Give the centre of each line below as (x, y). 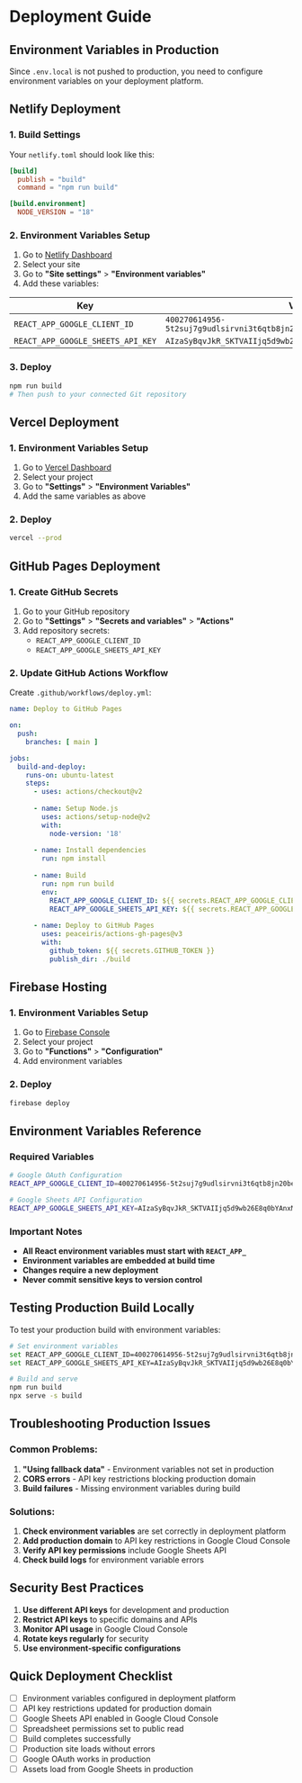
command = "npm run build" (68, 188)
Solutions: (32, 1511)
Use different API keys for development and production (125, 1609)
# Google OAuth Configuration (66, 1175)
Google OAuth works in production (86, 1759)
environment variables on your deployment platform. (107, 81)
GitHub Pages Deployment (85, 566)
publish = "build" (52, 179)
